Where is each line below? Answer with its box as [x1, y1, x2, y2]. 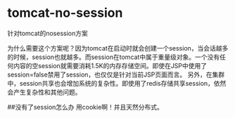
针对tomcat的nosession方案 [7, 29, 88, 37]
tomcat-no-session [7, 5, 123, 21]
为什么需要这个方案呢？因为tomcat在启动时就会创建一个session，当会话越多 [7, 44, 229, 52]
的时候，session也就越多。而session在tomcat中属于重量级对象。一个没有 [7, 53, 220, 61]
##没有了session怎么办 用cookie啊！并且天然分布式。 [7, 103, 164, 111]
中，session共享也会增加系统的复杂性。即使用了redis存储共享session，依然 [7, 79, 227, 87]
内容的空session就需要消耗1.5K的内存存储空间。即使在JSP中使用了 [13, 61, 208, 70]
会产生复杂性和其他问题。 [7, 88, 82, 96]
